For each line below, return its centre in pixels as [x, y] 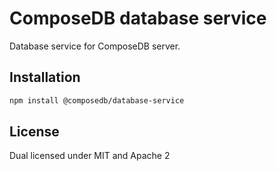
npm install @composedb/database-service [97, 100]
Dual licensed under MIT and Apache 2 [90, 156]
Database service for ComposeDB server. [95, 46]
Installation [45, 77]
